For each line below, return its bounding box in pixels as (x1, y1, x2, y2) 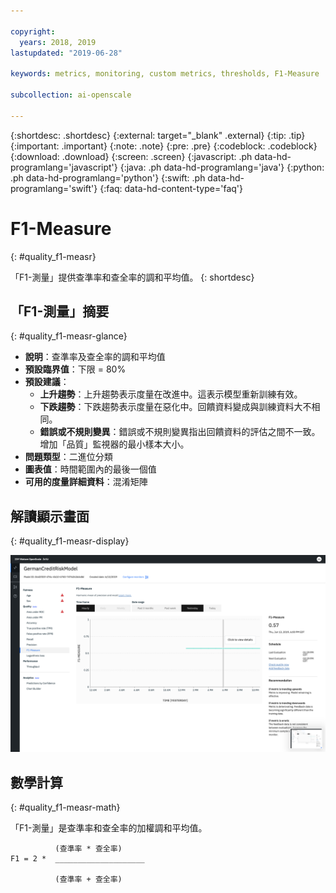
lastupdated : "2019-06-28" (10, 48, 123, 58)
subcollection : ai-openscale (10, 90, 132, 100)
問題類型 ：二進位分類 (24, 451, 113, 463)
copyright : (10, 26, 56, 37)
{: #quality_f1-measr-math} (10, 801, 121, 813)
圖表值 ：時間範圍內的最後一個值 (24, 463, 157, 475)
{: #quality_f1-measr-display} (10, 535, 130, 547)
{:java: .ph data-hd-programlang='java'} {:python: (119, 161, 325, 173)
